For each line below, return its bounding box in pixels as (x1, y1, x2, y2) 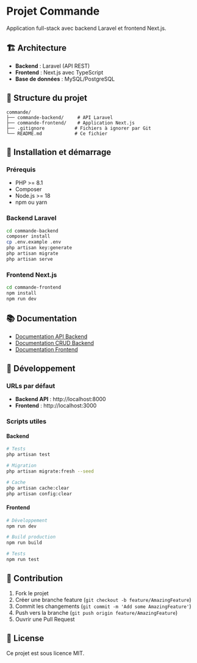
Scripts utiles (6, 417, 47, 426)
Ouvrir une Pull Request (15, 615, 75, 623)
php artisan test (6, 452, 51, 458)
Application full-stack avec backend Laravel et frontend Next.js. (6, 24, 167, 32)
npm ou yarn (15, 198, 48, 206)
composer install (6, 233, 51, 239)
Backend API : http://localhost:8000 (15, 396, 106, 403)
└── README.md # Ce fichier (6, 130, 108, 137)
